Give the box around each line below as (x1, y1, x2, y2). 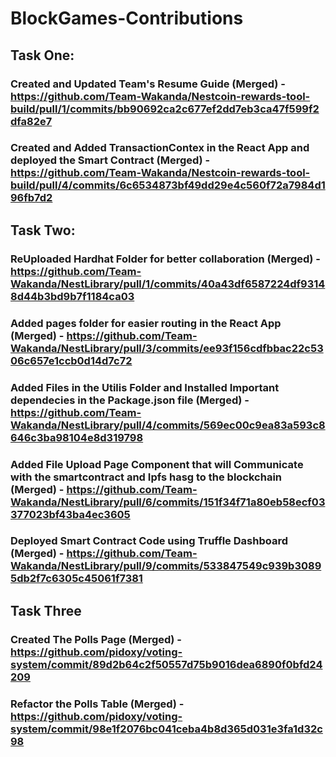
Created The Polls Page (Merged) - (10, 632, 183, 646)
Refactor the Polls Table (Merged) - (10, 697, 185, 711)
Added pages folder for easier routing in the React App (10, 316, 282, 330)
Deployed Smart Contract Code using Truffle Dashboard (10, 534, 288, 548)
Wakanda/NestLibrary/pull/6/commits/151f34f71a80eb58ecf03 (10, 495, 326, 509)
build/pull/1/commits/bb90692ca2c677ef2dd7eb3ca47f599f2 (10, 102, 320, 116)
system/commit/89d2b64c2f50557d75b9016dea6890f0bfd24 (10, 657, 323, 671)
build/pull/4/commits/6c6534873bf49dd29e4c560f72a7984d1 (10, 178, 326, 192)
